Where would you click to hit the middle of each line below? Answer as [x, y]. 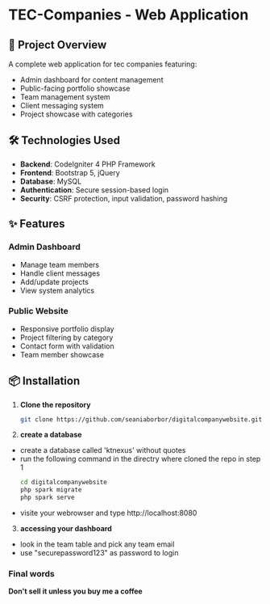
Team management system [65, 97]
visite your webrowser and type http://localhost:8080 [108, 513]
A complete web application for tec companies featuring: [103, 64]
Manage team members [60, 264]
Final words [31, 574]
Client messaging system [62, 106]
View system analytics [57, 290]
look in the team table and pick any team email [97, 544]
